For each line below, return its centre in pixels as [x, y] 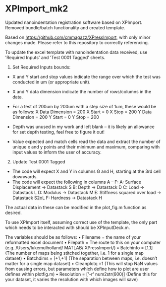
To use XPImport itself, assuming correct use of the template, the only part [81, 222]
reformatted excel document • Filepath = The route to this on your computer [83, 242]
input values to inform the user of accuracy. [57, 152]
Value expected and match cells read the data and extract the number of [86, 142]
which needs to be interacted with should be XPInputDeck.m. [68, 227]
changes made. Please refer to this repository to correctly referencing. [77, 42]
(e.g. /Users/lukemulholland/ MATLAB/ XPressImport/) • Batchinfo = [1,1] [79, 248]
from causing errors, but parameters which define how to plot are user [77, 269]
